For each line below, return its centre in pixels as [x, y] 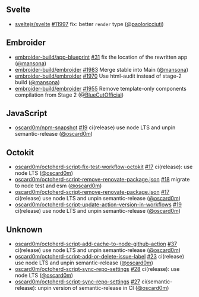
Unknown [24, 230]
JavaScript [27, 114]
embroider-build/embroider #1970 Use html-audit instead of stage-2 [98, 76]
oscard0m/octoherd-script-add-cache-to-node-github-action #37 [96, 244]
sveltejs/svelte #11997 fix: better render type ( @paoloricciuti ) [89, 24]
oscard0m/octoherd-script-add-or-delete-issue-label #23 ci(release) [99, 257]
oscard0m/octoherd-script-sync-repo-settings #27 [78, 282]
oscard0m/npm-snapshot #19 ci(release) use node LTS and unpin [95, 127]
